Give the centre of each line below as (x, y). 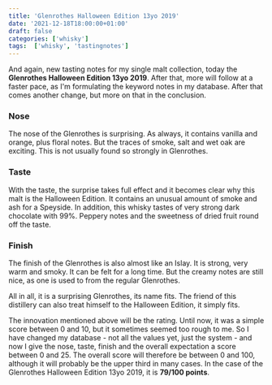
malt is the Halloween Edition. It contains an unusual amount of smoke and (133, 198)
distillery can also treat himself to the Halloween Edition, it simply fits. (124, 305)
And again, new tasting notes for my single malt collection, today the (123, 69)
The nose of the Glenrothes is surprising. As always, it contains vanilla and (133, 134)
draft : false (30, 31)
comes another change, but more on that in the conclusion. (108, 95)
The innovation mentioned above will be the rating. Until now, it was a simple (136, 321)
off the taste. (30, 224)
